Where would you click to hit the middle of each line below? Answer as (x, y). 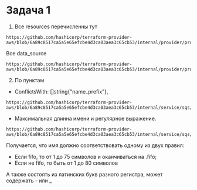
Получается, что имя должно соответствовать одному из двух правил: (95, 145)
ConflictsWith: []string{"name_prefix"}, (61, 91)
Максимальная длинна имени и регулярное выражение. (85, 118)
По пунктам (29, 80)
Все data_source (26, 53)
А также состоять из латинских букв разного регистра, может (84, 174)
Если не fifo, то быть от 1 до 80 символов (66, 163)
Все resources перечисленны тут (56, 26)
